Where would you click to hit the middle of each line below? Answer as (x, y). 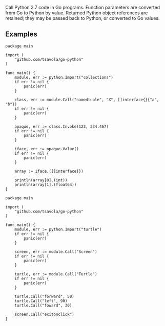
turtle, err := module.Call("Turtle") (56, 274)
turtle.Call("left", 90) (41, 301)
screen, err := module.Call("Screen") (56, 252)
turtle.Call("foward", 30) (43, 305)
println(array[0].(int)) (41, 180)
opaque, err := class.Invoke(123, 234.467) (62, 126)
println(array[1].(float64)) (46, 184)
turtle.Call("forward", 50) (44, 296)
